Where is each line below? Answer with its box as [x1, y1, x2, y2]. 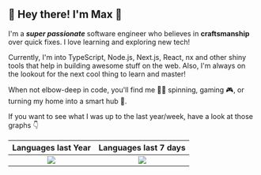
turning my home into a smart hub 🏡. [8, 96, 127, 106]
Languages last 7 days [98, 142, 186, 153]
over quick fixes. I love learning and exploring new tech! [8, 37, 191, 47]
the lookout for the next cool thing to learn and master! [8, 69, 186, 79]
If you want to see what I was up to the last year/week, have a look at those [8, 111, 253, 121]
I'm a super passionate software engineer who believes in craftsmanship [8, 28, 250, 38]
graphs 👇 [8, 120, 40, 130]
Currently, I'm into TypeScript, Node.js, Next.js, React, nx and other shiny [8, 52, 247, 61]
